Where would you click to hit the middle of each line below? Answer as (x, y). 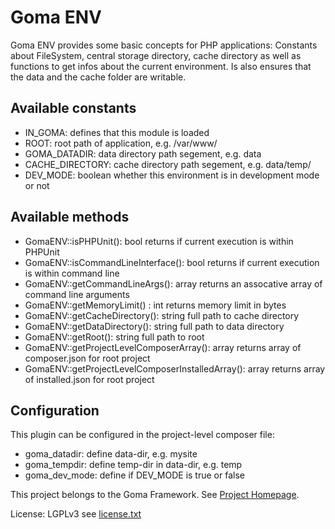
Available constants (73, 108)
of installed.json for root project (89, 379)
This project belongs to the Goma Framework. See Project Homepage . (155, 495)
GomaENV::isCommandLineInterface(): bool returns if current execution (172, 262)
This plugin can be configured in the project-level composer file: (142, 435)
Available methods (70, 217)
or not (37, 185)
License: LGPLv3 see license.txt (76, 514)
